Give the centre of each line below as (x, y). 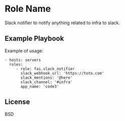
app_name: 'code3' (40, 86)
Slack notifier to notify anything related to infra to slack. (62, 23)
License (17, 102)
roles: (16, 64)
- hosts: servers (23, 60)
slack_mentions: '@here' (46, 78)
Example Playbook (34, 39)
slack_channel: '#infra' (46, 82)
